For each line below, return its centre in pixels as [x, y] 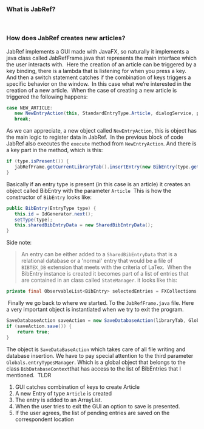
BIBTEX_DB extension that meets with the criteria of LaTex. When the [106, 267]
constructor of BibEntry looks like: [49, 197]
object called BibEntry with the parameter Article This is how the [89, 190]
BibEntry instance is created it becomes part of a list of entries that [105, 274]
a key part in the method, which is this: [55, 150]
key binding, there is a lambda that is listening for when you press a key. [96, 71]
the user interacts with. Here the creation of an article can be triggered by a [101, 64]
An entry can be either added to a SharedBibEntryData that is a [99, 254]
